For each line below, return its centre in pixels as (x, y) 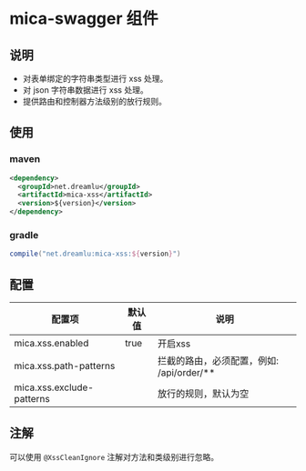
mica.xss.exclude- (54, 387)
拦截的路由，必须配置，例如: (219, 361)
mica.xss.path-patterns (65, 366)
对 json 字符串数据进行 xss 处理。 (85, 90)
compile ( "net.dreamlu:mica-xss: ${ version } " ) (95, 254)
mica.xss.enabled (51, 344)
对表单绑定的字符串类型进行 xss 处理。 (95, 79)
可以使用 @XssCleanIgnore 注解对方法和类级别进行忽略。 (114, 456)
